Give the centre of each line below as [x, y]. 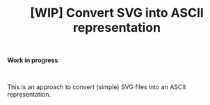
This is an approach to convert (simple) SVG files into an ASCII [97, 87]
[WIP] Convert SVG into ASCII [117, 13]
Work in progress [33, 60]
